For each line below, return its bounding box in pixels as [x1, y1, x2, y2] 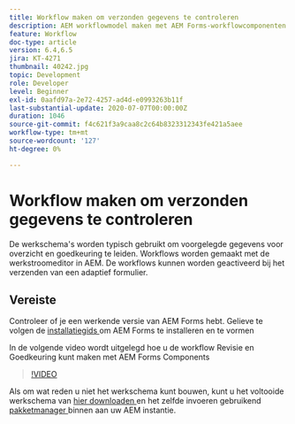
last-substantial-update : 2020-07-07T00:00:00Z [9, 104, 188, 112]
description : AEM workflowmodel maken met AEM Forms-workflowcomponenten [9, 21, 287, 30]
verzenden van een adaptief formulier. [9, 266, 148, 277]
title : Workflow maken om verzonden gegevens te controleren [9, 12, 239, 22]
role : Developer [9, 79, 69, 88]
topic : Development [9, 71, 81, 80]
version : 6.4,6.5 [9, 46, 73, 55]
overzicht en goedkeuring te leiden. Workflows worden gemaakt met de [9, 248, 270, 258]
